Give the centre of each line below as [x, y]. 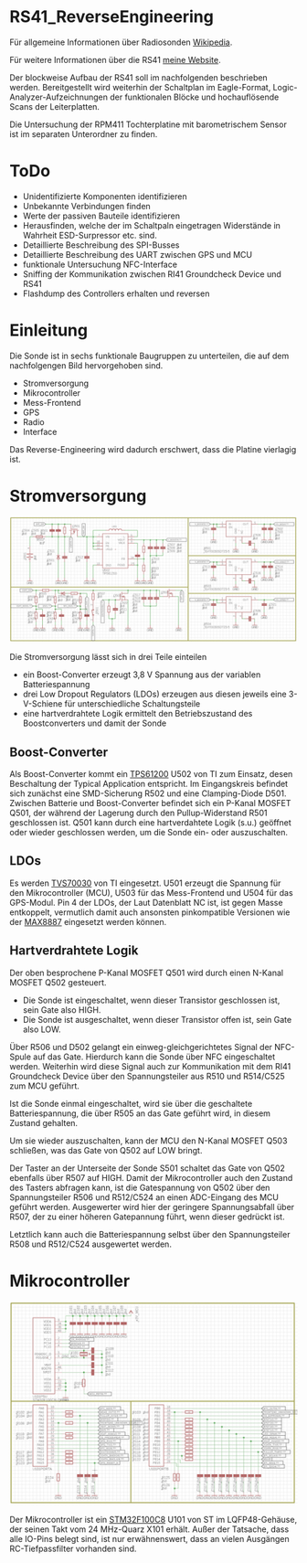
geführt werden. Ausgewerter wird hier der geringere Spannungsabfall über [152, 1207]
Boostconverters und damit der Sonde [95, 723]
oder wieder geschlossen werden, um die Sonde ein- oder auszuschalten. [148, 833]
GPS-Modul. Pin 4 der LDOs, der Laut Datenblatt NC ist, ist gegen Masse [146, 902]
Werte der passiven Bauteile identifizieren [101, 216]
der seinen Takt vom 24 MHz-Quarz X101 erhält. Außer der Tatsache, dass [149, 1529]
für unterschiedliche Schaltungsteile [132, 704]
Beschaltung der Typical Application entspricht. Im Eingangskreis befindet [149, 784]
